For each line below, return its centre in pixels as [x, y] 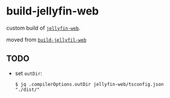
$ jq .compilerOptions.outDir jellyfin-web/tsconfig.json [89, 84]
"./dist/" [27, 90]
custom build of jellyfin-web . [43, 28]
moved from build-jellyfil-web [46, 39]
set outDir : [28, 73]
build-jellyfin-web [53, 11]
